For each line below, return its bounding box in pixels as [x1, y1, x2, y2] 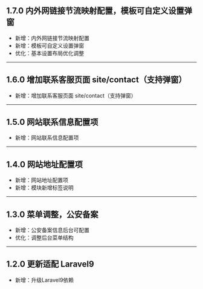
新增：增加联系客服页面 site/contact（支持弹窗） [14, 91, 137, 99]
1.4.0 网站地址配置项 [6, 159, 83, 170]
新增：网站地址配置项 [14, 176, 68, 184]
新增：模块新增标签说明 [14, 184, 74, 191]
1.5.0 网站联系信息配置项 [6, 117, 98, 127]
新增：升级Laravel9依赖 [14, 276, 74, 284]
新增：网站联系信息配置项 [14, 134, 79, 141]
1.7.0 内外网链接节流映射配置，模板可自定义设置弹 [6, 5, 192, 16]
